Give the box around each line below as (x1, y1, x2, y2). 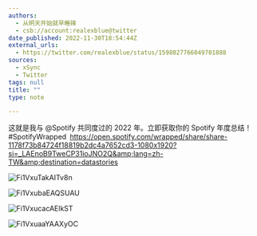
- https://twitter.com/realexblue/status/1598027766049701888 (15, 49, 227, 57)
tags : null (8, 78, 45, 86)
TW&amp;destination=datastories (8, 157, 118, 167)
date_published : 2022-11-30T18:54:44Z (8, 33, 137, 42)
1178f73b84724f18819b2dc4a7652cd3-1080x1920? (8, 140, 177, 150)
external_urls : (8, 41, 59, 49)
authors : (8, 11, 38, 20)
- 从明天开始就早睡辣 (15, 19, 77, 27)
